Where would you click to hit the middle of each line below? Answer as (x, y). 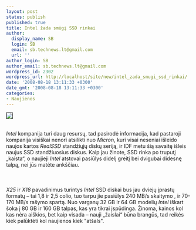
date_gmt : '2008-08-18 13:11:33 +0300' (55, 88)
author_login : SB (27, 60)
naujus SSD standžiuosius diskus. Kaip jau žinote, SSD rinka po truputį (91, 152)
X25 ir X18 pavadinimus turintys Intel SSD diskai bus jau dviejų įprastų (90, 190)
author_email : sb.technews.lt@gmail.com (56, 66)
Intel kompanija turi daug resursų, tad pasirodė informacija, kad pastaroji (94, 133)
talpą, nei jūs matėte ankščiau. (43, 164)
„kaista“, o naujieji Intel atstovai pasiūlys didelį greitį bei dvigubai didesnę (94, 158)
